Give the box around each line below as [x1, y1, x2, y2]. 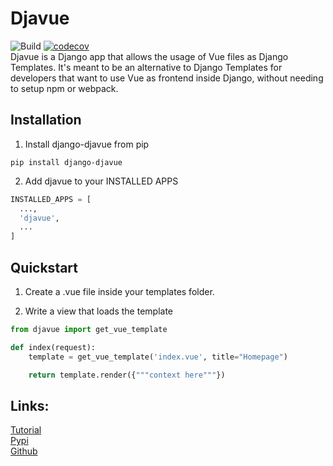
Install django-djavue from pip [24, 138, 150, 150]
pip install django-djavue [10, 157, 123, 167]
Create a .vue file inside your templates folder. [24, 285, 215, 297]
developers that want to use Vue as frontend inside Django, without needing [10, 72, 324, 84]
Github [10, 445, 38, 457]
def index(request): [10, 342, 97, 352]
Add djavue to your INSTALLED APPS [24, 175, 179, 187]
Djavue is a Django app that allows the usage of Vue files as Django [10, 50, 289, 62]
